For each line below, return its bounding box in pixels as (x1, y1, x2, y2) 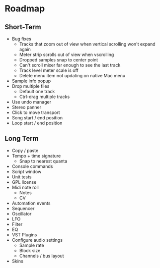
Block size (19, 247, 41, 253)
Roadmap (4, 3, 45, 14)
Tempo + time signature (11, 153, 61, 159)
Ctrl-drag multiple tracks (19, 94, 70, 100)
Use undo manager (11, 99, 52, 105)
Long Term (4, 134, 39, 143)
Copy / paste (11, 147, 39, 154)
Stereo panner (11, 105, 42, 110)
